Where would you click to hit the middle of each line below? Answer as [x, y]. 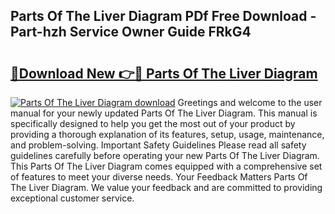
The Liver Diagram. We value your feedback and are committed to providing [166, 187]
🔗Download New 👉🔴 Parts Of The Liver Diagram [164, 73]
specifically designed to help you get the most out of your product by [153, 123]
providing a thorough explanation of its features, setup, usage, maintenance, [167, 134]
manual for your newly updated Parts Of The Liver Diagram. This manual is [164, 113]
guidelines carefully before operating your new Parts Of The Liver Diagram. [165, 155]
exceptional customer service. [72, 198]
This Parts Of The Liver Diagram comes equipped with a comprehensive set [166, 166]
